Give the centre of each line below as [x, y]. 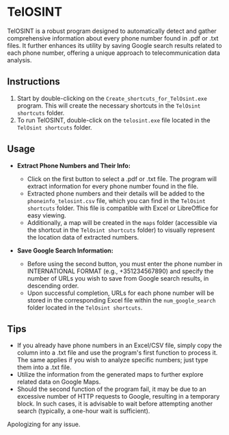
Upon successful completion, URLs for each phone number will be [121, 293]
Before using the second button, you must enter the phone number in [125, 263]
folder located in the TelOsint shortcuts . [85, 307]
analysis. [19, 60]
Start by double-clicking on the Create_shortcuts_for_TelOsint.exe [112, 98]
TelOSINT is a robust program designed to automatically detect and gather [112, 31]
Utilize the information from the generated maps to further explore [110, 375]
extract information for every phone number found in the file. [113, 186]
